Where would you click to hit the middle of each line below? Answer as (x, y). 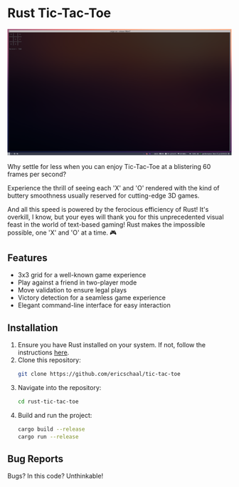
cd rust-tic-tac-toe (48, 401)
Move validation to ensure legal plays (72, 290)
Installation (33, 328)
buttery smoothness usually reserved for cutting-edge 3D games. (103, 196)
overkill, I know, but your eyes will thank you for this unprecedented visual (116, 217)
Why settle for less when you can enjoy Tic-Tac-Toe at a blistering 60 (109, 167)
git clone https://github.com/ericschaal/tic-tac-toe (99, 374)
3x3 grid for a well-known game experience (82, 275)
